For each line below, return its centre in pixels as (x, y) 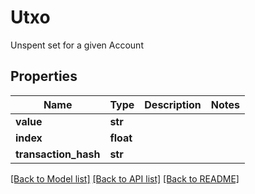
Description (173, 104)
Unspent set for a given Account (77, 45)
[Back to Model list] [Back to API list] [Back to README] (125, 178)
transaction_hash (58, 154)
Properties (44, 76)
